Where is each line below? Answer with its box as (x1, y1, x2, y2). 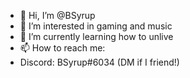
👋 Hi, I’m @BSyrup (19, 10, 96, 21)
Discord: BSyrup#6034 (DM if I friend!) (19, 56, 180, 68)
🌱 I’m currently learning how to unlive (19, 31, 174, 42)
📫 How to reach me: (19, 42, 106, 54)
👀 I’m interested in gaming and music (19, 20, 173, 32)
